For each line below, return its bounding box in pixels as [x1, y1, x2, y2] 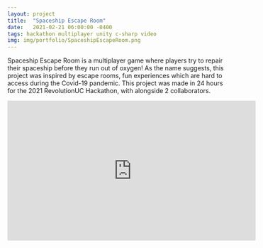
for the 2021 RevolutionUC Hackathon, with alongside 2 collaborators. [7, 87, 211, 95]
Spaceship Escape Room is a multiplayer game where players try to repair [7, 56, 223, 65]
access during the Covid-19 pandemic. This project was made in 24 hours [7, 79, 223, 87]
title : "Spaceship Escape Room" [7, 17, 106, 24]
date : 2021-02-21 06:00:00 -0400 [7, 23, 113, 31]
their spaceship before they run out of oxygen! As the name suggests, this [7, 64, 224, 72]
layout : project [7, 10, 55, 18]
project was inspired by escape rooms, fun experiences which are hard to [7, 72, 223, 80]
